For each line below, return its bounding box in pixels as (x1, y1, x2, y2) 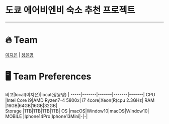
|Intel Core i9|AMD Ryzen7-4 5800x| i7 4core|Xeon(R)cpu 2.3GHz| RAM (5, 97, 155, 103)
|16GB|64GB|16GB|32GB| (5, 102, 58, 108)
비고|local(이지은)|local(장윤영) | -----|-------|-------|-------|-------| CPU (5, 91, 155, 97)
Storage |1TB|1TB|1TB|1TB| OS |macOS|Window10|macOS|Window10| (5, 108, 149, 114)
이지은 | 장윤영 (5, 51, 34, 58)
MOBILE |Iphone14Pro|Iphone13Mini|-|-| (5, 113, 88, 119)
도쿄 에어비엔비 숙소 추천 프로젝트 (5, 5, 135, 16)
